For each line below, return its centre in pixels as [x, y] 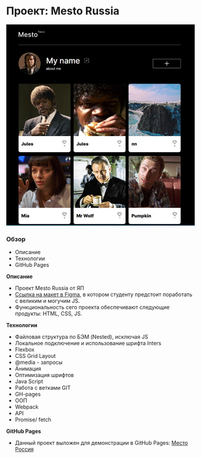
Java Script [29, 381]
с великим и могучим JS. [47, 300]
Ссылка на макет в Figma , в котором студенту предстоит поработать [103, 294]
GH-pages [28, 394]
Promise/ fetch [33, 419]
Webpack [27, 406]
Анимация [28, 368]
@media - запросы [39, 362]
